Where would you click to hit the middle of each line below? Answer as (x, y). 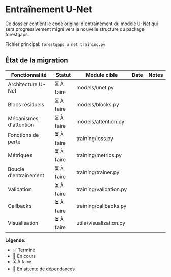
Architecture (23, 84)
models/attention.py (100, 122)
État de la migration (37, 61)
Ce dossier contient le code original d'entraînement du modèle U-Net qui (82, 24)
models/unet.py (95, 88)
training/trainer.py (98, 172)
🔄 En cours (24, 256)
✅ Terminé (24, 250)
